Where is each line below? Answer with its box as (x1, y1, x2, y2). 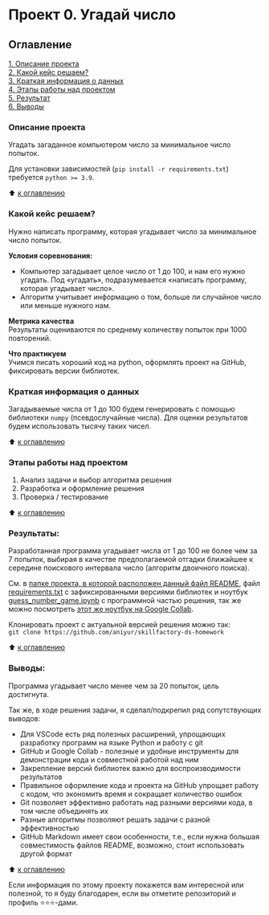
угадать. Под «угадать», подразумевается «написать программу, (19, 275, 247, 285)
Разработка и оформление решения (19, 484, 145, 494)
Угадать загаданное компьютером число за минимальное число (8, 140, 231, 150)
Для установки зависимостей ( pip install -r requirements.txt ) (8, 164, 229, 174)
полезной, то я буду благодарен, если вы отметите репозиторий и (8, 888, 237, 898)
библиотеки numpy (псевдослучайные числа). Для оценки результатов (8, 412, 248, 422)
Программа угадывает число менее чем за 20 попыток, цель (8, 681, 219, 691)
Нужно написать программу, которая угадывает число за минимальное (8, 227, 257, 236)
